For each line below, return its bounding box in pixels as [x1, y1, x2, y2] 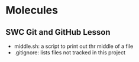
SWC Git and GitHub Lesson [5, 27, 111, 37]
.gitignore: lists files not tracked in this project [14, 49, 125, 56]
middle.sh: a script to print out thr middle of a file [14, 43, 134, 50]
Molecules [5, 4, 59, 17]
